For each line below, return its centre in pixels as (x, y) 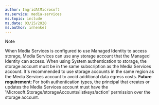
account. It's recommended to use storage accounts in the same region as (79, 71)
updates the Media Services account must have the (57, 87)
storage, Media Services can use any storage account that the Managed (77, 56)
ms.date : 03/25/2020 (26, 23)
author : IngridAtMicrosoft (32, 9)
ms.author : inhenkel (26, 28)
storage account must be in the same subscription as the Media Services (78, 67)
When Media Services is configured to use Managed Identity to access (76, 51)
